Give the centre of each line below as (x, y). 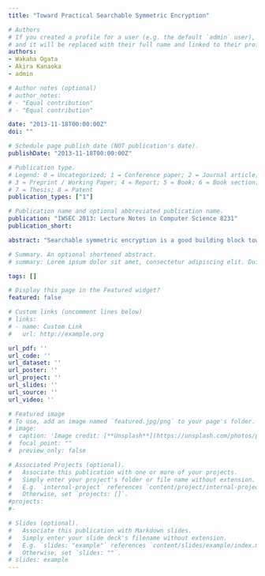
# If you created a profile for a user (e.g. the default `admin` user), (132, 37)
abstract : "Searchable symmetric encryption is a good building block (127, 240)
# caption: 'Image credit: (54, 436)
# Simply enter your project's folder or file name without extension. (132, 480)
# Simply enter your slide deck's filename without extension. (118, 538)
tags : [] (22, 276)
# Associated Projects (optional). (67, 465)
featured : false (35, 298)
